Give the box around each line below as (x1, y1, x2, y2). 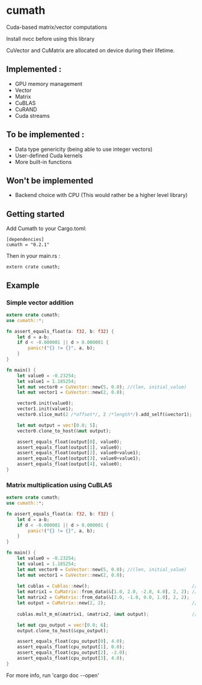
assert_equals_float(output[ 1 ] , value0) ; (17, 444, 122, 451)
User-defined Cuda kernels (14, 151, 83, 159)
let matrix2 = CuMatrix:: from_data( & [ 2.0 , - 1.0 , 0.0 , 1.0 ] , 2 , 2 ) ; (17, 594, 190, 601)
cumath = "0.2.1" (6, 242, 50, 248)
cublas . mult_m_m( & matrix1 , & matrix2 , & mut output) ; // (17, 611, 198, 617)
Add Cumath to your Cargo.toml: (6, 225, 87, 232)
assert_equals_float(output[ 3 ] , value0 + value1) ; (17, 455, 141, 461)
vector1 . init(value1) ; (17, 406, 74, 412)
